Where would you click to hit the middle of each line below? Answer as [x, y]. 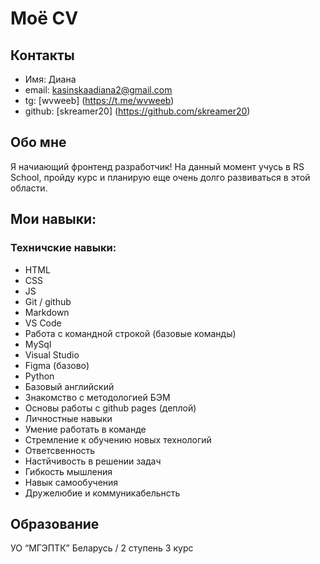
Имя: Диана [50, 79]
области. [29, 188]
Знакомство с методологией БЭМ [97, 397]
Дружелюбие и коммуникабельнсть [102, 493]
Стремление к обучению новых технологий [118, 439]
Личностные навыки [68, 418]
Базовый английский [69, 386]
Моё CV [44, 18]
